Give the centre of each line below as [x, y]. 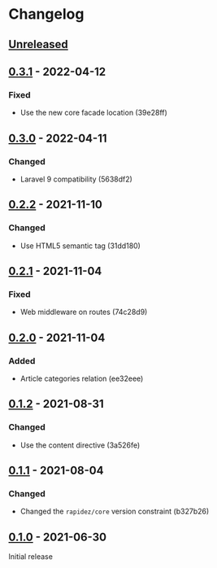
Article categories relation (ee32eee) [82, 378]
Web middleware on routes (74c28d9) [84, 312]
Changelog [46, 14]
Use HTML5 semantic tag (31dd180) [80, 246]
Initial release [30, 557]
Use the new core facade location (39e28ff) [94, 113]
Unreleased [39, 44]
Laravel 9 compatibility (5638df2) [76, 179]
